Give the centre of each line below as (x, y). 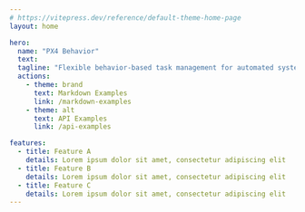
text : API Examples (70, 119)
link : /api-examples (72, 127)
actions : (34, 77)
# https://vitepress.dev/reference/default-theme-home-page (126, 18)
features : (28, 143)
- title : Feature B (54, 169)
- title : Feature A (54, 152)
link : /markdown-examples (82, 101)
